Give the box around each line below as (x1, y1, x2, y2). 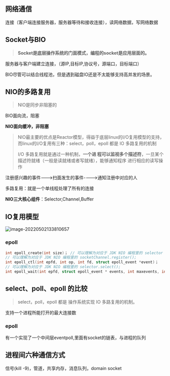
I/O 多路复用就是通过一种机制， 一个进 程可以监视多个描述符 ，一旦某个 (17, 151, 164, 157)
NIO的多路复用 (5, 88, 51, 96)
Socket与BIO (5, 35, 46, 44)
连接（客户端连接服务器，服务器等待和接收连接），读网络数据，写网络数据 (5, 19, 158, 25)
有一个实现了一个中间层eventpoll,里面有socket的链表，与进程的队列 (5, 335, 146, 341)
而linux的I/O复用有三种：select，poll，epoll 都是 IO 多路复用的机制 (17, 141, 157, 147)
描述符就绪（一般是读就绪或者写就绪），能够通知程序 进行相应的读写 (17, 157, 159, 163)
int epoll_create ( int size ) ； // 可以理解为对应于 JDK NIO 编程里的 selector (5, 250, 163, 256)
